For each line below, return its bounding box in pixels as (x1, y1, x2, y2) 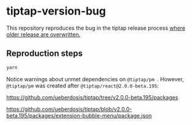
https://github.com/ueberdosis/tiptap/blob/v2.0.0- (6, 105, 132, 113)
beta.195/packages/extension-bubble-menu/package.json (6, 112, 152, 119)
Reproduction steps (6, 49, 83, 59)
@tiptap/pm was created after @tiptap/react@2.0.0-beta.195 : (6, 82, 159, 89)
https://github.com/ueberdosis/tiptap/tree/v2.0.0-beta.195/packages (6, 93, 179, 101)
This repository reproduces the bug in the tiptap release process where (6, 24, 186, 32)
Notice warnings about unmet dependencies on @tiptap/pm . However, (6, 75, 184, 83)
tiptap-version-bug (6, 4, 106, 18)
